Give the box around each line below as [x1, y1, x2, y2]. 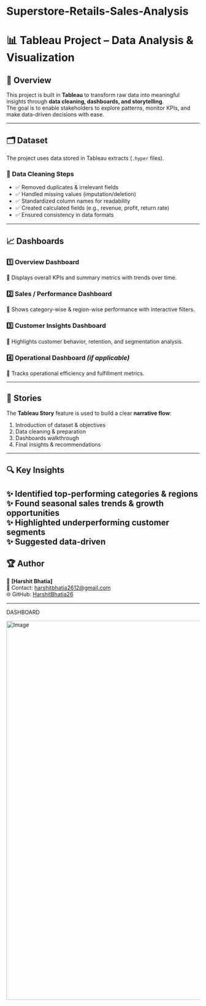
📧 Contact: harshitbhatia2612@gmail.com [6, 584, 111, 592]
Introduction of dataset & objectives [15, 421, 106, 428]
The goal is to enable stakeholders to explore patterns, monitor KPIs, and [6, 104, 191, 112]
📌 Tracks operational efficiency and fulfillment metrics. [6, 369, 145, 377]
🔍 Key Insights [6, 465, 65, 475]
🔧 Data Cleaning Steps [6, 170, 75, 178]
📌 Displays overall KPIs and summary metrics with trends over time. [6, 274, 177, 281]
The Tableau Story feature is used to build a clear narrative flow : [6, 409, 172, 417]
